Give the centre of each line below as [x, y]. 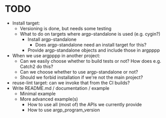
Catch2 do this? [36, 66]
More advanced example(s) [49, 99]
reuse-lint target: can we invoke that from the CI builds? [71, 83]
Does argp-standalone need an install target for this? [91, 44]
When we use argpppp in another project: [56, 55]
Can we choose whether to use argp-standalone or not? [79, 72]
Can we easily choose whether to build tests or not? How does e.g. [90, 61]
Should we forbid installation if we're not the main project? [81, 77]
